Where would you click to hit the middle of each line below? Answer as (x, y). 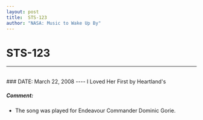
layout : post (23, 12)
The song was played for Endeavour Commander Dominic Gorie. (95, 111)
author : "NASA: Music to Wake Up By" (54, 23)
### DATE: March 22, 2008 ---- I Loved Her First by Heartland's (86, 81)
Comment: (20, 95)
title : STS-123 (27, 17)
